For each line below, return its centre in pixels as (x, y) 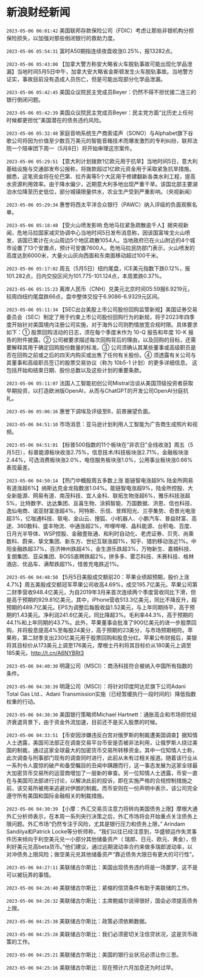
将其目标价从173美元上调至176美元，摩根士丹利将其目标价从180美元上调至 (99, 645)
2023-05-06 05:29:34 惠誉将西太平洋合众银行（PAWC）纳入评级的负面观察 (99, 204)
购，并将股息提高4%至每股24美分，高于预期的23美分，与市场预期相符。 (97, 630)
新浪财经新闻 (39, 12)
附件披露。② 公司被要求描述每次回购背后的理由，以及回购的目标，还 (104, 340)
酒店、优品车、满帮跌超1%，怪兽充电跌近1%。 (64, 564)
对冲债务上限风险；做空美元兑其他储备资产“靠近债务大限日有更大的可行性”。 (102, 854)
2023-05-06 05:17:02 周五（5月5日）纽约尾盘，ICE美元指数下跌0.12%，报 (98, 268)
